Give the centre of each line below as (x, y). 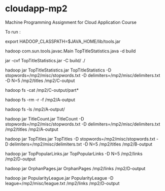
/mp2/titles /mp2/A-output (32, 129)
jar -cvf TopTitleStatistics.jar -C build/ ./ (45, 60)
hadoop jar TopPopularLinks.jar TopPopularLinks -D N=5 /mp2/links (74, 153)
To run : (13, 32)
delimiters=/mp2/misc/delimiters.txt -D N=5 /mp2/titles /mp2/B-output (81, 144)
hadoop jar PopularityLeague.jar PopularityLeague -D (59, 178)
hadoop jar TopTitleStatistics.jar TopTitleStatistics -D (58, 70)
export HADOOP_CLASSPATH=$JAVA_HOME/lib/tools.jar (63, 41)
